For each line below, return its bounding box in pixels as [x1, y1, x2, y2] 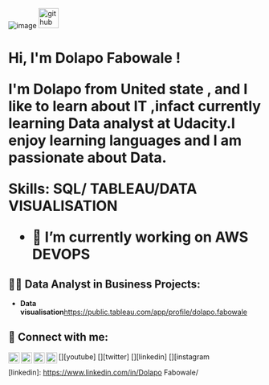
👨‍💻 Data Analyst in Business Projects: [8, 277, 201, 291]
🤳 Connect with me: [8, 330, 108, 344]
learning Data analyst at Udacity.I [8, 114, 235, 133]
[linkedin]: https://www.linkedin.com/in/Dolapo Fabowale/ [8, 367, 199, 377]
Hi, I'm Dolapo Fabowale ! [8, 49, 181, 68]
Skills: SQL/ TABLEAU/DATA [8, 180, 198, 198]
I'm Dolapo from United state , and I [8, 81, 248, 98]
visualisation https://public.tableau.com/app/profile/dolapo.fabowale [19, 307, 247, 317]
